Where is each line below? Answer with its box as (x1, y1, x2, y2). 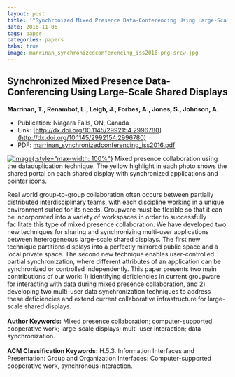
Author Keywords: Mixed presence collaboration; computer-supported (7, 317, 213, 325)
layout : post (7, 10, 45, 18)
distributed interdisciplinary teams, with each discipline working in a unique (7, 198, 225, 206)
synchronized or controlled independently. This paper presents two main (7, 264, 217, 273)
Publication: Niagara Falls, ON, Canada (17, 118, 129, 127)
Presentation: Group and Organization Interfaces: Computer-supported (7, 354, 212, 362)
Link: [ (17, 125, 36, 134)
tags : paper (7, 29, 42, 37)
